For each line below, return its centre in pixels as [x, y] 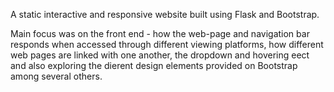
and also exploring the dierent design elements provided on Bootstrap [154, 65]
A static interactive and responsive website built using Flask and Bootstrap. [165, 14]
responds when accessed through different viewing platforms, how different [167, 44]
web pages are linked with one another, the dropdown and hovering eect [160, 55]
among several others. [56, 76]
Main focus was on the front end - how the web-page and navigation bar [160, 33]
